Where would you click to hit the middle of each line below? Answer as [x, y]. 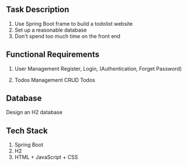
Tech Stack [27, 131]
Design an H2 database [34, 112]
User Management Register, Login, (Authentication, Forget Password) [98, 68]
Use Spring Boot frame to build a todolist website [74, 23]
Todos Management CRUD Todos [55, 80]
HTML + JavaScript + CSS [46, 157]
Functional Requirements [53, 55]
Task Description [38, 10]
